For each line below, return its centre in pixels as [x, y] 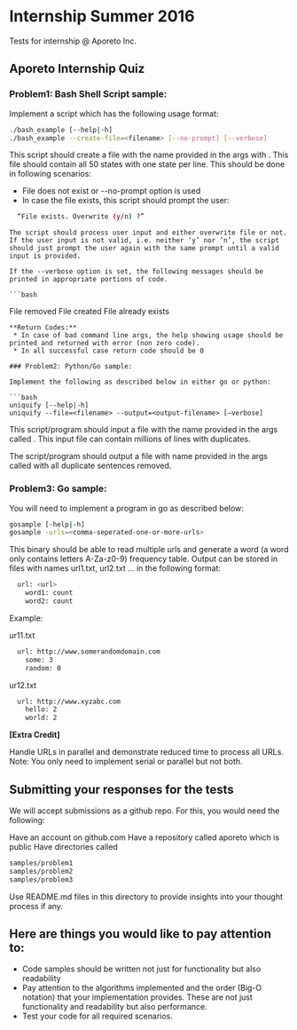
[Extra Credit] [35, 735]
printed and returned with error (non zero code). [105, 344]
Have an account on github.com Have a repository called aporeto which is [145, 837]
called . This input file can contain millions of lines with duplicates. [130, 439]
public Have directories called [63, 846]
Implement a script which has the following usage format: [114, 114]
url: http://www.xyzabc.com [69, 701]
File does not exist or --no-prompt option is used [111, 191]
